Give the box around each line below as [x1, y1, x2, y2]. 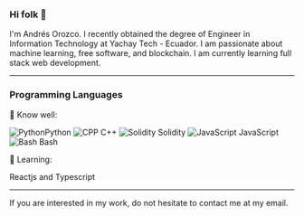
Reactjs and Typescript [9, 171, 96, 182]
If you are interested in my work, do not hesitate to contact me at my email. [9, 197, 289, 208]
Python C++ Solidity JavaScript [44, 127, 279, 137]
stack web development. [9, 58, 101, 69]
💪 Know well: [9, 108, 58, 120]
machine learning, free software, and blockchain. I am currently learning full [9, 48, 292, 59]
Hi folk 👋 [9, 8, 47, 21]
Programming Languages [9, 89, 124, 101]
